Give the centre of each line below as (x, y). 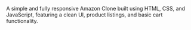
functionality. (22, 21)
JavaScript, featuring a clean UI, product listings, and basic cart (84, 15)
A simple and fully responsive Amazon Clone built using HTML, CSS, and (96, 9)
